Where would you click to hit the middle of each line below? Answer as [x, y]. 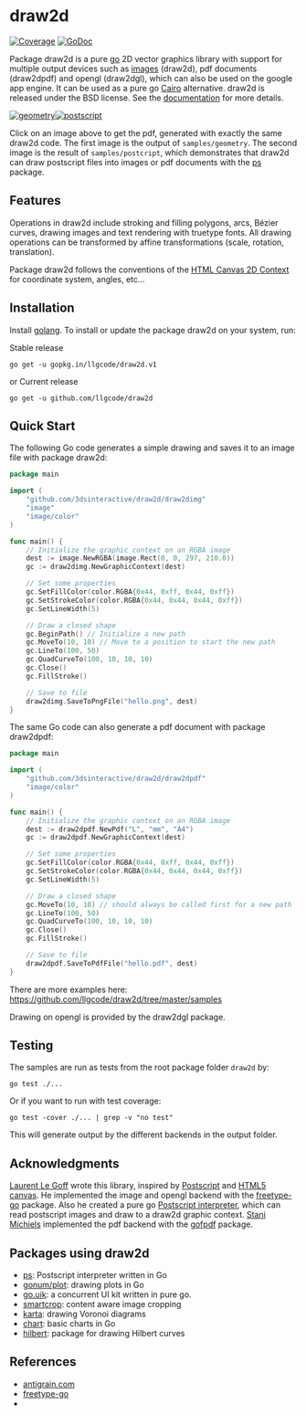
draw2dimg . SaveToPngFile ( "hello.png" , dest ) [112, 701]
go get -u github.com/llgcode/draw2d [81, 398]
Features [35, 201]
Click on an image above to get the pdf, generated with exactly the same [146, 132]
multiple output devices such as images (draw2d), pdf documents [133, 69]
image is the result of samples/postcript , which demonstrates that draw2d [149, 153]
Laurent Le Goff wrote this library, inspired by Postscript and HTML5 [138, 1186]
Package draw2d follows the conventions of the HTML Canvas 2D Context [149, 269]
